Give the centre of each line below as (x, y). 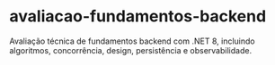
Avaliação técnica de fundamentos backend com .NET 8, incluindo (132, 41)
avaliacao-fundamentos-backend (138, 16)
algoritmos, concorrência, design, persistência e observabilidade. (131, 50)
